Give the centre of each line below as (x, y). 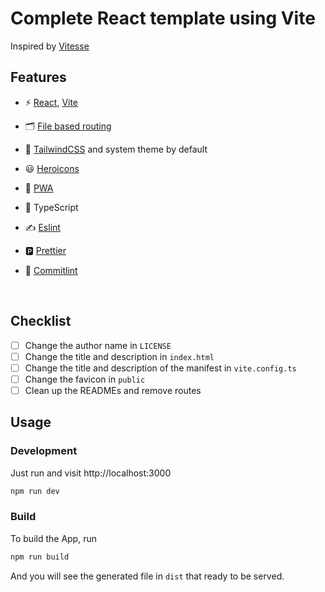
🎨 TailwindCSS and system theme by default (116, 149)
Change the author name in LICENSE (98, 345)
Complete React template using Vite (163, 18)
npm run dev (35, 491)
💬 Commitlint (51, 270)
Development (44, 451)
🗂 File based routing (68, 126)
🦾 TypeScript (51, 207)
